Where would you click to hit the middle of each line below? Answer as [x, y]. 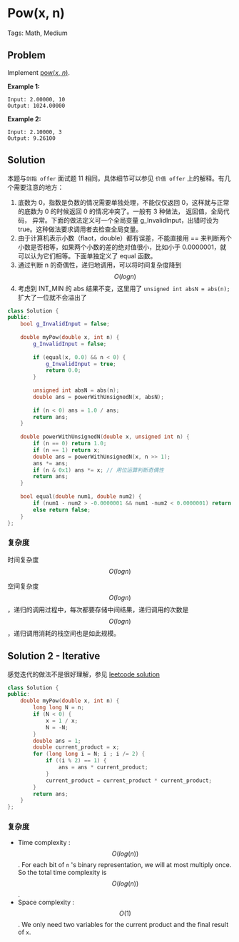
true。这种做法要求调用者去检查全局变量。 [80, 229]
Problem [27, 55]
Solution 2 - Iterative [54, 656]
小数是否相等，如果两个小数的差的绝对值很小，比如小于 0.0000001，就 [122, 247]
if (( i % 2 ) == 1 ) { [76, 761]
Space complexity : [46, 902]
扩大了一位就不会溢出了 [52, 297]
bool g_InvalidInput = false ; [65, 324]
